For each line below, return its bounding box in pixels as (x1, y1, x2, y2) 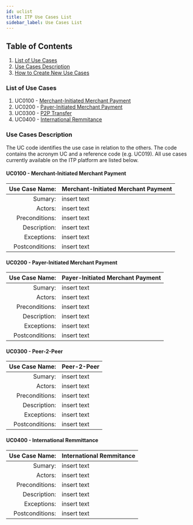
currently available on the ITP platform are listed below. (6, 156, 139, 163)
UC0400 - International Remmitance (14, 116, 102, 123)
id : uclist (6, 8, 33, 15)
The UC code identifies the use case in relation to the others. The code (6, 144, 177, 151)
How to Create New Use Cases (14, 69, 89, 76)
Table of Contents (6, 41, 73, 51)
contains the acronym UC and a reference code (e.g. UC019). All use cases (6, 150, 187, 157)
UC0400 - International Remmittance (6, 436, 98, 443)
